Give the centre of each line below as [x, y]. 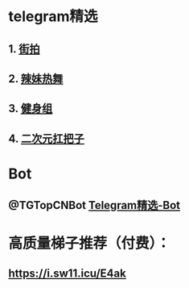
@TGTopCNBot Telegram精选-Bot [94, 205]
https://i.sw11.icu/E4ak [67, 273]
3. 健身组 [31, 109]
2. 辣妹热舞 [36, 79]
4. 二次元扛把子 [46, 138]
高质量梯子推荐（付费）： [90, 243]
